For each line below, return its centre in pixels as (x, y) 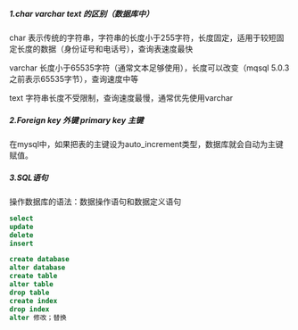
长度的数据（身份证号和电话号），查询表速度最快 (105, 48)
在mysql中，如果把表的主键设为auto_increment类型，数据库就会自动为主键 (146, 144)
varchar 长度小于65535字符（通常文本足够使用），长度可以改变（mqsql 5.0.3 (149, 68)
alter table (31, 285)
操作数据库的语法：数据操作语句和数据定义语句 (95, 202)
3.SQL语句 (29, 177)
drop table (29, 293)
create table (33, 276)
